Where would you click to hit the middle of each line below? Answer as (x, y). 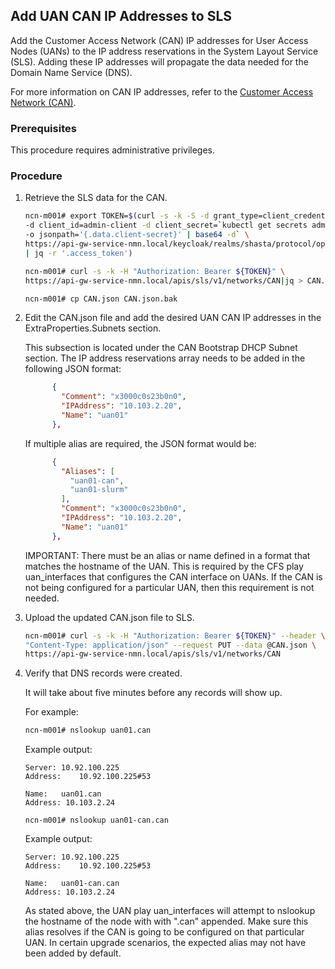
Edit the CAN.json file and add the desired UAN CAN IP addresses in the (173, 318)
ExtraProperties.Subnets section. (93, 328)
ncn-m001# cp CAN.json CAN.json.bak (101, 299)
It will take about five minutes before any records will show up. (153, 693)
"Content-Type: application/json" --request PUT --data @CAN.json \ (170, 645)
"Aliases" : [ (88, 471)
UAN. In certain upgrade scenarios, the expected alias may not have (165, 943)
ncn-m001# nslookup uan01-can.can (96, 820)
